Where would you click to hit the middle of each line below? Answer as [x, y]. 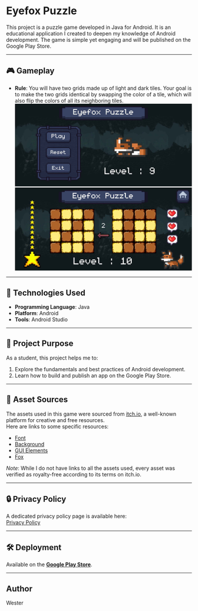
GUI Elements [31, 450]
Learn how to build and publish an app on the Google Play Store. [93, 375]
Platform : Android [37, 313]
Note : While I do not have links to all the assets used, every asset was [91, 468]
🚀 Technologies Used [46, 293]
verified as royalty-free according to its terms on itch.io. [74, 474]
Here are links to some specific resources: [57, 426]
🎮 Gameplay [30, 71]
